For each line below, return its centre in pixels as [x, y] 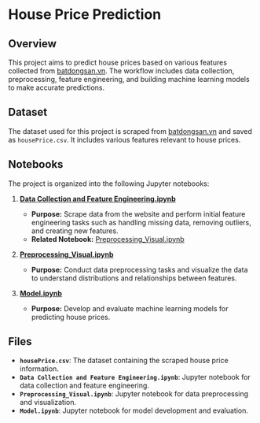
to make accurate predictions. [56, 87]
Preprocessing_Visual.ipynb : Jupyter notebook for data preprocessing [134, 394]
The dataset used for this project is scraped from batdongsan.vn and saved [130, 131]
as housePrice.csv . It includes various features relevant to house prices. [125, 139]
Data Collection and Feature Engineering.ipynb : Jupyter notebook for [135, 377]
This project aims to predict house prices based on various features [118, 62]
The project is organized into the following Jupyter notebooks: [109, 184]
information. [39, 369]
